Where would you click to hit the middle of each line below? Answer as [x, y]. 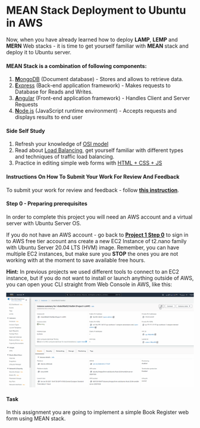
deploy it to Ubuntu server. [39, 52]
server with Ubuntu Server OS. [44, 223]
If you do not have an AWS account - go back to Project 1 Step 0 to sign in [97, 235]
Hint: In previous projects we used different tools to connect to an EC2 [93, 271]
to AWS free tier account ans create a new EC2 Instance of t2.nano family [96, 241]
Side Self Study [26, 131]
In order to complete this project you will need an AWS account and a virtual [99, 217]
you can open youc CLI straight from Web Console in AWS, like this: [89, 284]
